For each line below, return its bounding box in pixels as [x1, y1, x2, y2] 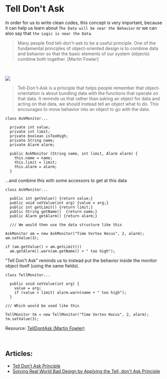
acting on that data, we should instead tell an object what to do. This [17, 101, 159, 107]
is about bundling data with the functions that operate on [41, 90, 159, 96]
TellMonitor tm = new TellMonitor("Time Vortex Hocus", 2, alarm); [5, 312, 149, 317]
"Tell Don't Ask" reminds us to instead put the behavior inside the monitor [5, 257, 157, 264]
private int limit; [10, 129, 51, 134]
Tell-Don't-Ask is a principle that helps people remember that [17, 85, 144, 91]
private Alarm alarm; [10, 142, 55, 147]
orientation [17, 90, 40, 96]
